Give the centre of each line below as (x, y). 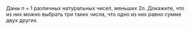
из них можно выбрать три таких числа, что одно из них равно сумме (94, 14)
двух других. (22, 20)
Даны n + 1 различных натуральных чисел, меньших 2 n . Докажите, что (95, 8)
